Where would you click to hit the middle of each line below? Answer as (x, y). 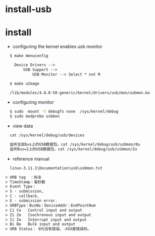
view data (23, 126)
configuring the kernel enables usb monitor (57, 47)
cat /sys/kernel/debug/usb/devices (47, 135)
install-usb (29, 9)
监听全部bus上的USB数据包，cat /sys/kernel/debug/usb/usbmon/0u (75, 144)
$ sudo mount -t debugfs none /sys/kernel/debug (64, 112)
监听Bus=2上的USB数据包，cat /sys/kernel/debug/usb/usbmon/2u (73, 149)
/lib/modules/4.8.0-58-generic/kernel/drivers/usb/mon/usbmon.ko (80, 93)
